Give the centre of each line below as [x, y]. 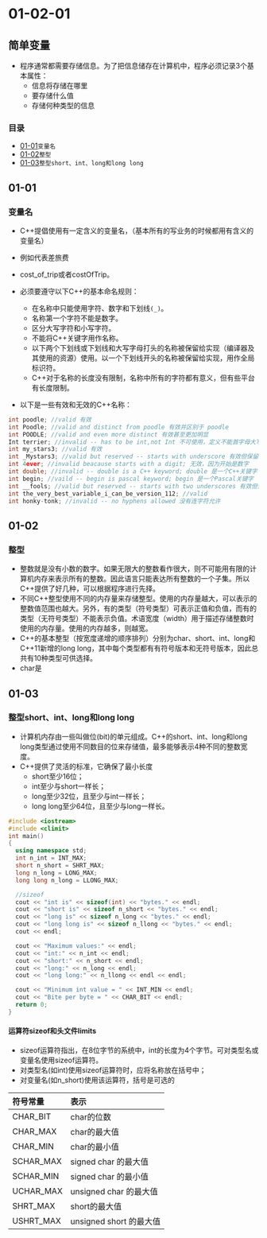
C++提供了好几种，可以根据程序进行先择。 [90, 588]
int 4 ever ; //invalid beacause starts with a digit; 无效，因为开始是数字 [129, 464]
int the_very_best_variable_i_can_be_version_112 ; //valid [108, 494]
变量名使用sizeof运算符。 [61, 1060]
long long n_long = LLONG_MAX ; [67, 880]
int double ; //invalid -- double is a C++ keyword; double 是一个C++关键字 [133, 472]
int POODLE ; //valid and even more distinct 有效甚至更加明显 [108, 434]
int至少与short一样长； [68, 786]
